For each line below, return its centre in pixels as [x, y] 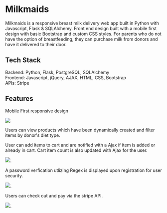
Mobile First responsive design [37, 111]
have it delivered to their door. [36, 44]
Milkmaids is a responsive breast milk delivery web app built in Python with [82, 23]
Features [19, 99]
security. [14, 175]
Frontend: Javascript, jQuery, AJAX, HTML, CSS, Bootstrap [66, 77]
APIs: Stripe [17, 83]
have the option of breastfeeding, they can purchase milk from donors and [82, 39]
